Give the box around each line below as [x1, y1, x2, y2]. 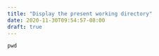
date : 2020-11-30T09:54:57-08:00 [7, 17, 106, 24]
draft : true [7, 23, 42, 30]
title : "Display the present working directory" [7, 10, 153, 17]
